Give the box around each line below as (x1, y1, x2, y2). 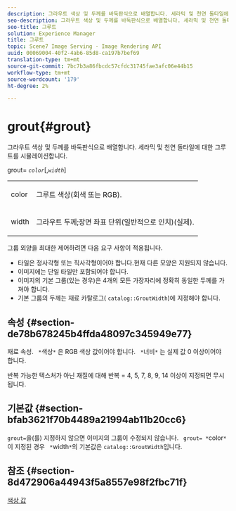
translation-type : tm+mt (7, 56, 80, 63)
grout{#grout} (7, 119, 91, 134)
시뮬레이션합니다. (20, 152, 68, 160)
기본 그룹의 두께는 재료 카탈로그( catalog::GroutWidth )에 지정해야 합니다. (17, 294, 221, 303)
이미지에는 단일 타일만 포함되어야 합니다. (17, 267, 129, 276)
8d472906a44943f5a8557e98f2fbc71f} (7, 477, 188, 488)
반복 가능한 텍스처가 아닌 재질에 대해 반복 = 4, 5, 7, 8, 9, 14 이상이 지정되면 (7, 371, 212, 379)
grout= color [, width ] (7, 166, 67, 175)
